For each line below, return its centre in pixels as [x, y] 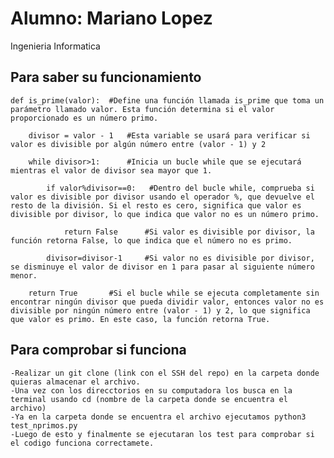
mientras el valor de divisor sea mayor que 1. [111, 170]
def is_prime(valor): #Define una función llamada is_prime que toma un [167, 100]
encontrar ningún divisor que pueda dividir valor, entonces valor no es [167, 302]
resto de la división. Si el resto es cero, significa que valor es [156, 205]
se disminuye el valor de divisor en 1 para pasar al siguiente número [162, 267]
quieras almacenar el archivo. [75, 382]
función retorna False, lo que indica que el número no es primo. [151, 240]
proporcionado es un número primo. [84, 118]
